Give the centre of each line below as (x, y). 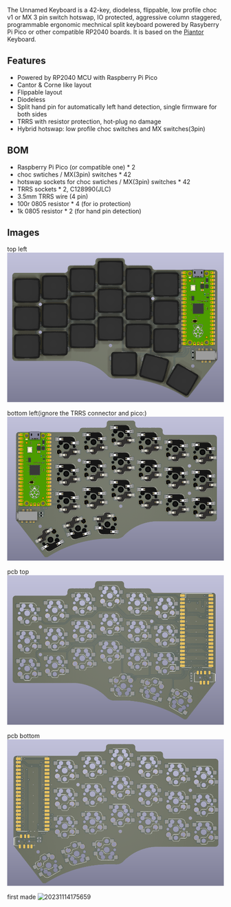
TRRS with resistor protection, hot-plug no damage (89, 121)
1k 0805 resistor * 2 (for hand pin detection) (79, 211)
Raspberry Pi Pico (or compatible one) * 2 (76, 167)
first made (22, 897)
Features (26, 61)
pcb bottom (23, 735)
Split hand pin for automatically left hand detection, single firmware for (117, 107)
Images (23, 233)
